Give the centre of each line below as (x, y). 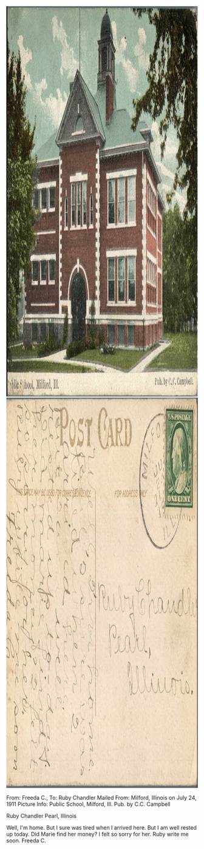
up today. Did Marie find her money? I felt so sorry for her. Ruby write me (98, 834)
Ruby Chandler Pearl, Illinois (42, 816)
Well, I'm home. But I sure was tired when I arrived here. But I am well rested (102, 827)
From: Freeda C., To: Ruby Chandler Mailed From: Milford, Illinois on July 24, (102, 798)
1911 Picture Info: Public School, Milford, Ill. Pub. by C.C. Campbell (88, 804)
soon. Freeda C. (26, 841)
